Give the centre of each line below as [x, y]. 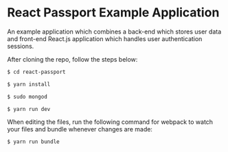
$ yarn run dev [29, 109]
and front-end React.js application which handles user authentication [105, 38]
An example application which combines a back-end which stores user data [114, 31]
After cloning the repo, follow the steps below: [72, 59]
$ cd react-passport [37, 72]
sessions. [21, 46]
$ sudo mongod [27, 97]
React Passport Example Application [113, 13]
